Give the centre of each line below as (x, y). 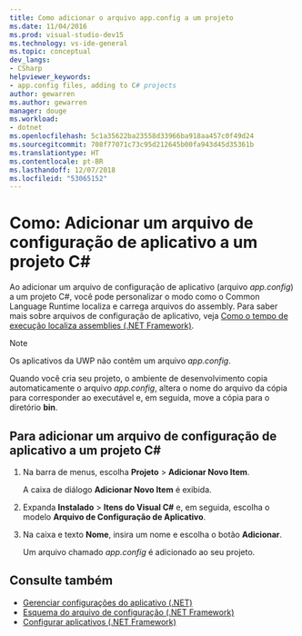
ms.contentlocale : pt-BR (56, 161)
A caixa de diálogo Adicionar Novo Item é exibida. (117, 490)
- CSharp (26, 69)
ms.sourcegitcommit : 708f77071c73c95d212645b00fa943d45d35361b (132, 144)
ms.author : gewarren (49, 102)
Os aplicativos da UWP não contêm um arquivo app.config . (121, 361)
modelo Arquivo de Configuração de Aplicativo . (114, 517)
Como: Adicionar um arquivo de (131, 223)
